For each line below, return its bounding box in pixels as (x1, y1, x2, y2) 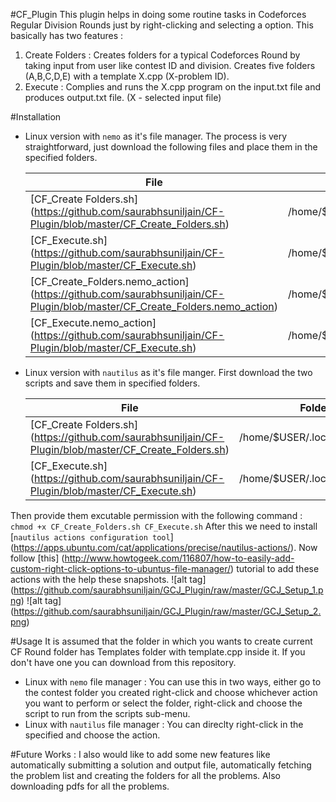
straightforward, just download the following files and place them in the (24, 141, 318, 153)
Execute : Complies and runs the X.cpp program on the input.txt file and (24, 81, 322, 93)
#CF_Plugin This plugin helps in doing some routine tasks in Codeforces (10, 9, 307, 20)
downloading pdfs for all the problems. (10, 780, 170, 792)
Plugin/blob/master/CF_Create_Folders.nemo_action (29, 300, 275, 313)
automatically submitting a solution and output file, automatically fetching (10, 759, 312, 771)
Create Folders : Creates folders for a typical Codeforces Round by (24, 49, 301, 61)
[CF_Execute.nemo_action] (29, 316, 157, 329)
